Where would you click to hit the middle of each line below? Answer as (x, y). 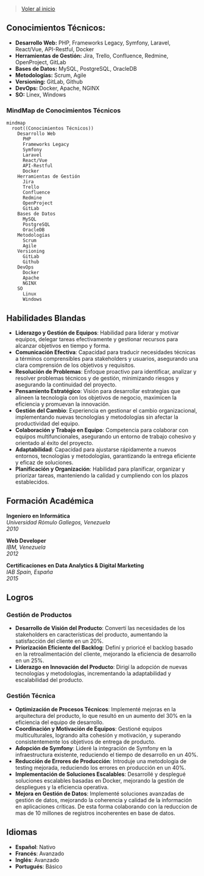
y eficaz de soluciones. (44, 462)
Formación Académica (50, 501)
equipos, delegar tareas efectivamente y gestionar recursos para (97, 339)
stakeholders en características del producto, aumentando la (91, 635)
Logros (20, 598)
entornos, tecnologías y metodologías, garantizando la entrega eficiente (105, 456)
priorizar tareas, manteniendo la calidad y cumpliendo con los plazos (102, 475)
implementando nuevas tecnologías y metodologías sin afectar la (97, 417)
